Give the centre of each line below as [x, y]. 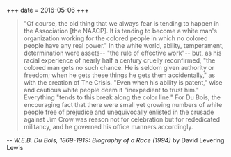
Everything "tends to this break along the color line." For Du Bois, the [122, 97]
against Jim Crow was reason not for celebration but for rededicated [122, 119]
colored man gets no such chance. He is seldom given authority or [119, 68]
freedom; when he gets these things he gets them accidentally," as [119, 75]
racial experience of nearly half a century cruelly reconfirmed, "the [119, 60]
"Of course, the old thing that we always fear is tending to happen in [121, 23]
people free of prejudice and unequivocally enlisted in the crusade [119, 112]
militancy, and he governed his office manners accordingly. [108, 127]
